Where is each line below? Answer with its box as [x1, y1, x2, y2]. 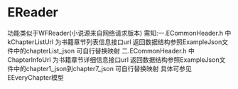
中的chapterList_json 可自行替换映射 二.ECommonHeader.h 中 [13, 46, 195, 55]
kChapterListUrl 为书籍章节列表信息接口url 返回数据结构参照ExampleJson [7, 37, 222, 46]
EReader [7, 4, 58, 21]
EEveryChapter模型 [7, 73, 64, 82]
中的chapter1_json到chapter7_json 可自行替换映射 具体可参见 [13, 64, 192, 73]
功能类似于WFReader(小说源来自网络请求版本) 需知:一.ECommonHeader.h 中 [7, 28, 232, 37]
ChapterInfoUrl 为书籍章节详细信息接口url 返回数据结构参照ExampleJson [7, 55, 220, 64]
